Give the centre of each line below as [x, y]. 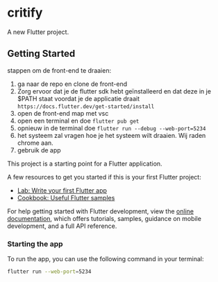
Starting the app [35, 244]
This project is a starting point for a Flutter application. [85, 164]
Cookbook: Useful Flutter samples [66, 197]
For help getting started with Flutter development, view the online [101, 211]
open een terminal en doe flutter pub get [78, 121]
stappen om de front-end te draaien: [59, 70]
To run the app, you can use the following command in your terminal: [106, 259]
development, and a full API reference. [62, 226]
